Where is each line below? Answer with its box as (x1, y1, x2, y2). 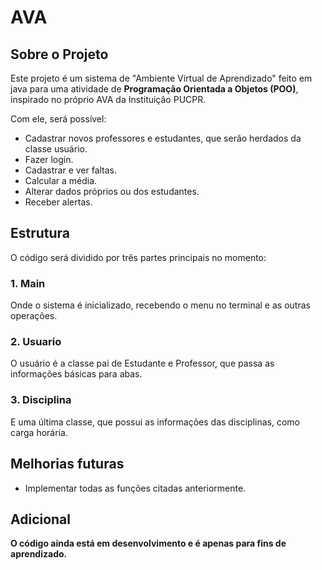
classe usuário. (24, 143, 88, 155)
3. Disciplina (10, 393, 72, 407)
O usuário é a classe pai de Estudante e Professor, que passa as (10, 357, 275, 370)
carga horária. (10, 426, 68, 438)
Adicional (10, 511, 72, 528)
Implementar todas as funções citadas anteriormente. (24, 482, 247, 494)
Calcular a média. (24, 175, 98, 186)
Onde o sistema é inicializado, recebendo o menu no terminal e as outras (10, 299, 311, 311)
